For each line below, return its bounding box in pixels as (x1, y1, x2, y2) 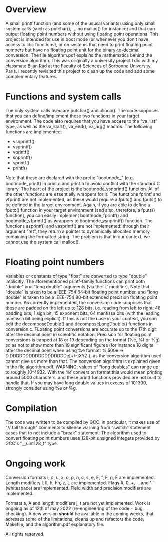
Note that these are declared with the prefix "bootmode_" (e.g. (5, 174, 134, 181)
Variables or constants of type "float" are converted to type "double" (5, 273, 147, 279)
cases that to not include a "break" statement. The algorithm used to (5, 430, 147, 436)
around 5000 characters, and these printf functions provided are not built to (5, 374, 162, 380)
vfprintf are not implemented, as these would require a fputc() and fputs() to (5, 196, 162, 202)
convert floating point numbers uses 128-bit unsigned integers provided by (5, 435, 160, 441)
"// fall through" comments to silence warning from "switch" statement (5, 424, 151, 430)
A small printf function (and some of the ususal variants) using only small (5, 20, 156, 26)
